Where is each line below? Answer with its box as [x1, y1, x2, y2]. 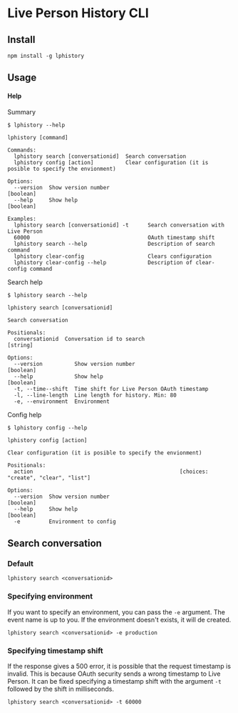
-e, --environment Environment [14, 398, 110, 405]
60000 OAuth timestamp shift [14, 234, 215, 241]
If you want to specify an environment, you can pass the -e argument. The [7, 607, 226, 616]
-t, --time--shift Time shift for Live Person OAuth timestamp [14, 385, 209, 392]
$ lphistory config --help [7, 424, 88, 432]
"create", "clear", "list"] [7, 474, 91, 482]
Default [7, 559, 34, 569]
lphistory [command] [7, 134, 69, 141]
